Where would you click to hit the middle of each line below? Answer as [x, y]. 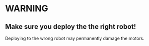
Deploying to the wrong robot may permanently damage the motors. [75, 38]
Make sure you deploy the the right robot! [71, 27]
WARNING [27, 9]
